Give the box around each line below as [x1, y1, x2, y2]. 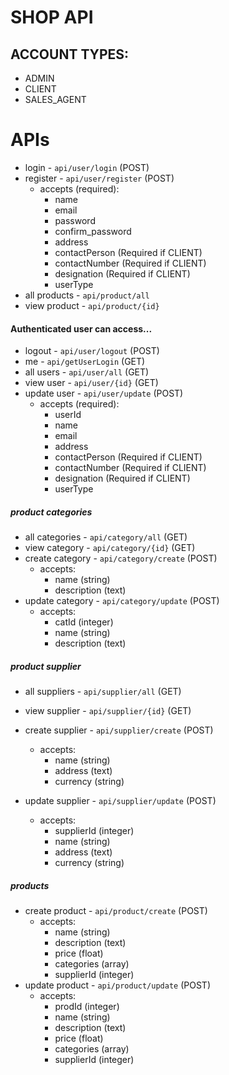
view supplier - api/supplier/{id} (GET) [24, 705, 192, 717]
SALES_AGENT [24, 94, 87, 105]
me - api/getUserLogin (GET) [24, 356, 146, 368]
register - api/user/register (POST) [24, 172, 175, 184]
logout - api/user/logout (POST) [24, 345, 160, 357]
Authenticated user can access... [10, 322, 153, 335]
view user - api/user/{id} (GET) [24, 377, 159, 389]
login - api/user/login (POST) [24, 161, 150, 173]
